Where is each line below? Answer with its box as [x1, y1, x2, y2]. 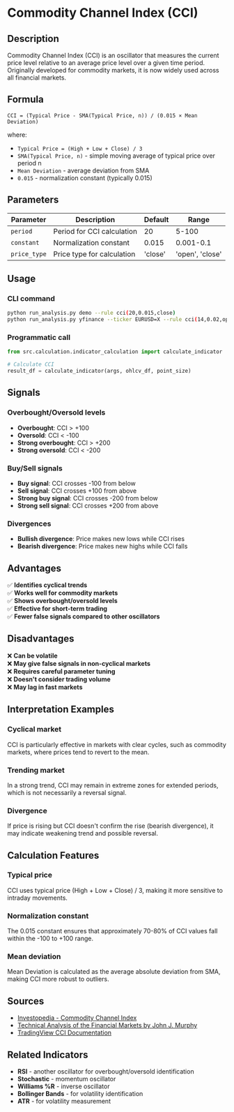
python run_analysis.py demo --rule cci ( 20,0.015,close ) [7, 309, 176, 317]
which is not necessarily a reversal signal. [7, 788, 127, 796]
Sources [7, 995, 45, 1007]
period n [17, 158, 42, 167]
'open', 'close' [175, 249, 222, 259]
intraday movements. [7, 894, 68, 902]
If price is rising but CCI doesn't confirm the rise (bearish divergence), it [7, 822, 214, 830]
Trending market [7, 765, 65, 775]
